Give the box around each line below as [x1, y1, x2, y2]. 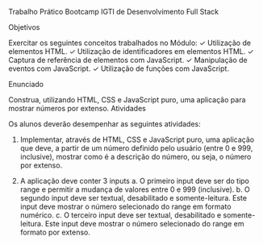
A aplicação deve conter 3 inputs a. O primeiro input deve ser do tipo [19, 176, 250, 185]
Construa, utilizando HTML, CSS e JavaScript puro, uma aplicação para [8, 95, 246, 104]
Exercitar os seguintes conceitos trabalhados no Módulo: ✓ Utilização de [8, 38, 252, 48]
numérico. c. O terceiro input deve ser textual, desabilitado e [19, 210, 222, 220]
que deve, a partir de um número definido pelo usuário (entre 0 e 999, [19, 143, 253, 152]
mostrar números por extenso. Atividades [8, 104, 147, 113]
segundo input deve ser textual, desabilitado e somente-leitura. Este [19, 193, 248, 202]
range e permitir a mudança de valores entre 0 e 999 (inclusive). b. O [19, 185, 250, 194]
